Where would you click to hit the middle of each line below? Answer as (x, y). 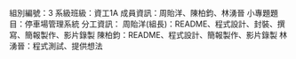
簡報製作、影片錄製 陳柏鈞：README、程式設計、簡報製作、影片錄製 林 (156, 35)
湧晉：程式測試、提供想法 (56, 46)
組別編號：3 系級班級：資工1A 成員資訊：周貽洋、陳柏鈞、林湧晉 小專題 (140, 13)
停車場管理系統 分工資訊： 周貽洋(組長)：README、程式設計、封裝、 (151, 24)
